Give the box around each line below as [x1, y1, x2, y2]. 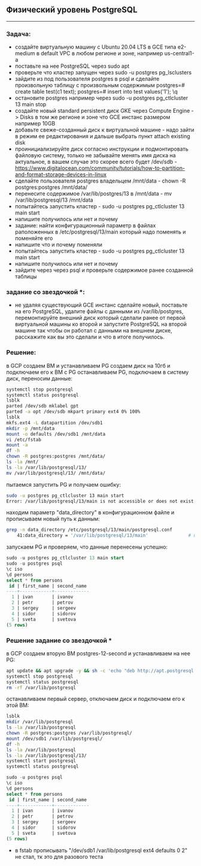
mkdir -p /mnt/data [6, 425, 55, 431]
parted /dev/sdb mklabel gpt [6, 403, 79, 409]
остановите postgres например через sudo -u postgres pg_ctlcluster [14, 94, 188, 101]
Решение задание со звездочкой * [6, 636, 112, 645]
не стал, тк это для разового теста [14, 853, 103, 860]
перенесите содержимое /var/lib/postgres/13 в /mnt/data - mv [14, 190, 172, 197]
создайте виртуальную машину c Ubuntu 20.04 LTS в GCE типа [14, 43, 176, 50]
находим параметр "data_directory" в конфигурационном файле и [6, 509, 175, 516]
